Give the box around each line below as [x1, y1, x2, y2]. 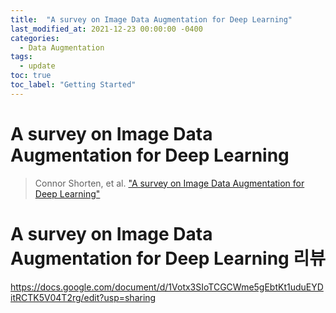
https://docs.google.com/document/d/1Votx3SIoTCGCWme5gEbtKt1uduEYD [10, 281, 324, 293]
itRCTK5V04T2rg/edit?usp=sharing [10, 291, 157, 303]
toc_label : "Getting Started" [10, 80, 137, 90]
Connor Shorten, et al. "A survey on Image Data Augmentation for [34, 177, 305, 189]
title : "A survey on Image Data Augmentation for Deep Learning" [10, 14, 293, 25]
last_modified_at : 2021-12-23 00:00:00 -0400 [10, 24, 203, 34]
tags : [10, 52, 33, 62]
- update [19, 61, 56, 71]
